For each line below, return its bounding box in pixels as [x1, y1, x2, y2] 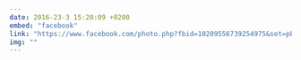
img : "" [9, 37, 39, 47]
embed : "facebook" [9, 21, 78, 30]
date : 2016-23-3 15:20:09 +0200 [9, 12, 130, 22]
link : [9, 29, 30, 38]
